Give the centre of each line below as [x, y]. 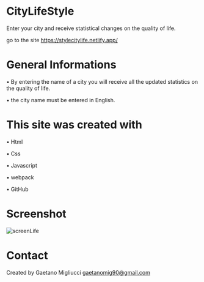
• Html [15, 141]
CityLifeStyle [40, 11]
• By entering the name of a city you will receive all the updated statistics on [102, 81]
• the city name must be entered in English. [61, 100]
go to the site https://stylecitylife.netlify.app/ [62, 40]
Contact [27, 255]
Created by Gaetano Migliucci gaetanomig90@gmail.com [78, 272]
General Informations [61, 65]
